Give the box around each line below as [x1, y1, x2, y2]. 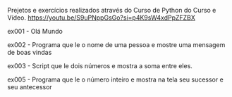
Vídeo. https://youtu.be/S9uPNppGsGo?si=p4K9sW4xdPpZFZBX [7, 13, 196, 22]
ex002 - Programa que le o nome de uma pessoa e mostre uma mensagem [7, 41, 226, 48]
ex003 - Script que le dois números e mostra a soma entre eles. [7, 62, 193, 70]
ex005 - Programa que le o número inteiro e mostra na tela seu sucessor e [7, 75, 224, 84]
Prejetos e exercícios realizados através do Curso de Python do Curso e [7, 6, 216, 14]
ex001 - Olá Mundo [7, 27, 63, 35]
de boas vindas [7, 48, 52, 56]
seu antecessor [7, 83, 53, 91]
